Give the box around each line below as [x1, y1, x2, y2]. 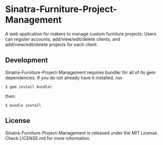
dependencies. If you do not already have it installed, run [5, 74, 122, 81]
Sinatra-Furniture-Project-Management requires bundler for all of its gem [5, 69, 156, 75]
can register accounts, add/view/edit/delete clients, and [5, 36, 120, 42]
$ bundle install [5, 103, 41, 108]
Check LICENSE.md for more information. [5, 135, 91, 141]
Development [5, 56, 48, 65]
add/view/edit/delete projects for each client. [5, 41, 98, 47]
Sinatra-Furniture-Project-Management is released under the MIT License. [5, 129, 158, 136]
